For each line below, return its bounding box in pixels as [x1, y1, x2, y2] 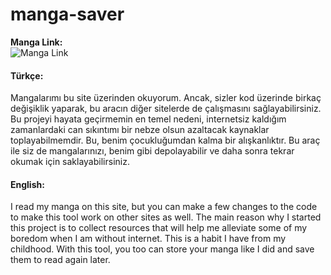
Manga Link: [10, 36, 63, 48]
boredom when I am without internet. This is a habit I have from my [10, 233, 287, 245]
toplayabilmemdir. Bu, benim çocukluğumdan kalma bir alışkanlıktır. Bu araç [10, 134, 321, 147]
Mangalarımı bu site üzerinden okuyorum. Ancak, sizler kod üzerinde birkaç [10, 92, 322, 104]
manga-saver [10, 3, 125, 26]
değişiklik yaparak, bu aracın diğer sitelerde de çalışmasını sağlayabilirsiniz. [10, 103, 322, 115]
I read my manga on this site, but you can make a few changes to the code [10, 201, 318, 213]
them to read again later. [10, 254, 111, 266]
